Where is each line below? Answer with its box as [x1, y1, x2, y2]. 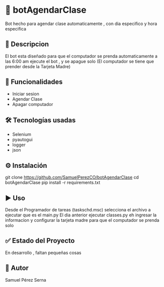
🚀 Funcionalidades [5, 78, 63, 86]
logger [12, 142, 26, 148]
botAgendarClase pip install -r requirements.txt [5, 180, 101, 185]
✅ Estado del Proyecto [5, 236, 75, 245]
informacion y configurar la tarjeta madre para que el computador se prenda [5, 217, 160, 223]
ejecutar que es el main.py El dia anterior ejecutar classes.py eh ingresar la [5, 212, 157, 218]
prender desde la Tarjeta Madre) [5, 63, 71, 69]
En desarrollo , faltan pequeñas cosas [5, 250, 82, 256]
